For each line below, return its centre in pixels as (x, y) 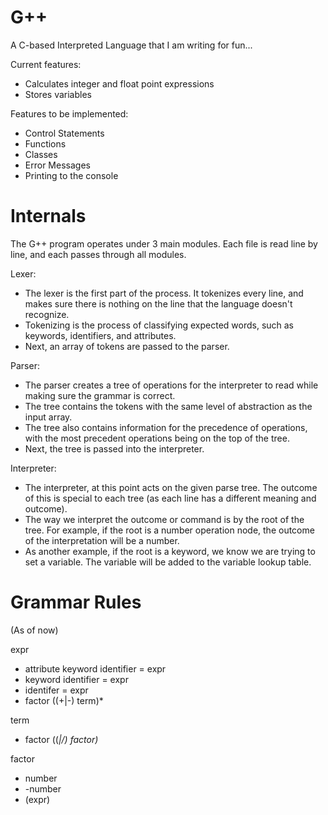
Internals (48, 216)
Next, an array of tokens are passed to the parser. (127, 346)
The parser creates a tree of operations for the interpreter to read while (171, 385)
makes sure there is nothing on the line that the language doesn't (158, 303)
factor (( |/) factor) (61, 739)
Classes (41, 154)
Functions (45, 143)
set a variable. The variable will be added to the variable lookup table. (168, 562)
